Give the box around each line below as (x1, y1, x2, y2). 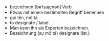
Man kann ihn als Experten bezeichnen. (9, 25, 89, 31)
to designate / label (9, 20, 49, 25)
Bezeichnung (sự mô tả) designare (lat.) (9, 30, 90, 36)
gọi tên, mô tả (9, 15, 38, 20)
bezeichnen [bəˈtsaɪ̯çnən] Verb (9, 4, 72, 10)
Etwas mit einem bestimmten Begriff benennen (9, 9, 105, 15)
